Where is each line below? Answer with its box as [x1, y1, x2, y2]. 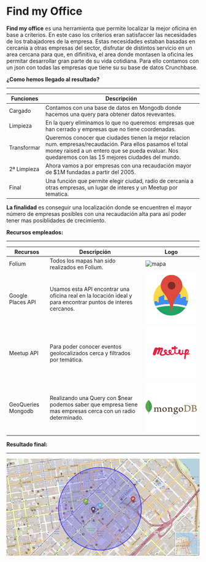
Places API [9, 298, 36, 306]
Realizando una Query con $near [50, 394, 133, 401]
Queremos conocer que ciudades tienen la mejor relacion [45, 134, 190, 142]
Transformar [9, 144, 41, 151]
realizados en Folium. [50, 263, 104, 271]
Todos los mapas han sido [50, 256, 116, 264]
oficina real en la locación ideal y [50, 291, 132, 299]
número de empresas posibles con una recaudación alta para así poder [6, 210, 186, 218]
